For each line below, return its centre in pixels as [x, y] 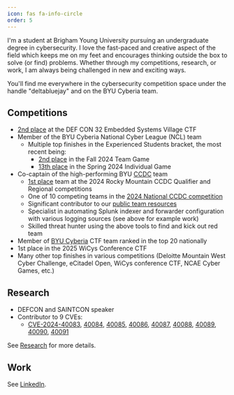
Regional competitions [60, 189]
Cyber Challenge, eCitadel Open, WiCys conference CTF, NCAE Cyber [119, 264]
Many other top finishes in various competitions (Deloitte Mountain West [121, 256]
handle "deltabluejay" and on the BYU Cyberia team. [83, 91]
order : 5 [20, 20]
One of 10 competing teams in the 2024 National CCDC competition [125, 196]
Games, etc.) [36, 271]
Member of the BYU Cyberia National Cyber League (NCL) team [109, 137]
